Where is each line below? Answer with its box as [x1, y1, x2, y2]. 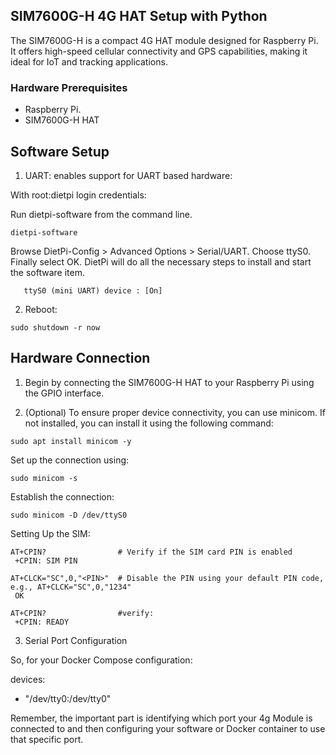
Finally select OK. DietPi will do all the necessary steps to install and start [10, 255, 312, 268]
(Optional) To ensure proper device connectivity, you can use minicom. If [24, 406, 326, 418]
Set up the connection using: [10, 454, 130, 466]
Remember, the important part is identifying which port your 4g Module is [10, 712, 313, 724]
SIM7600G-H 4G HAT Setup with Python [10, 8, 268, 25]
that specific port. [10, 733, 84, 745]
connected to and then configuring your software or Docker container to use [10, 722, 326, 734]
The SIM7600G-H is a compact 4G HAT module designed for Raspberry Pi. [10, 34, 319, 46]
